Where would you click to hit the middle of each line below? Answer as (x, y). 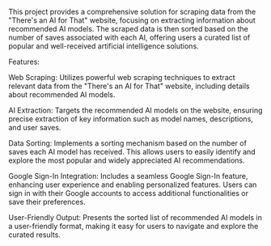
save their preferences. (47, 202)
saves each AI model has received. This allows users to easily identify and (132, 152)
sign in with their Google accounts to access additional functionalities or (129, 193)
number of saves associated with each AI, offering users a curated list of (129, 37)
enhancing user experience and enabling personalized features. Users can (133, 184)
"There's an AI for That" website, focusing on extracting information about (132, 20)
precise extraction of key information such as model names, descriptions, (131, 119)
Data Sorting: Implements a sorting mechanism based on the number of (127, 143)
